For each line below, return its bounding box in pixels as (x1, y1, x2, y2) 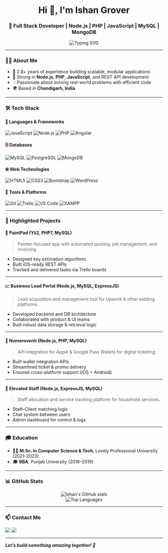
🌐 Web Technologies (5, 166, 49, 172)
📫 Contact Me (5, 514, 41, 521)
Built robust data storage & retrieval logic (12, 321, 97, 327)
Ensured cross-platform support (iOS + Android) (12, 369, 112, 375)
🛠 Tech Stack (5, 105, 39, 112)
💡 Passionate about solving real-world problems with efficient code (12, 79, 151, 85)
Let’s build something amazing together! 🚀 (5, 542, 96, 548)
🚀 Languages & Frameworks (5, 119, 64, 125)
